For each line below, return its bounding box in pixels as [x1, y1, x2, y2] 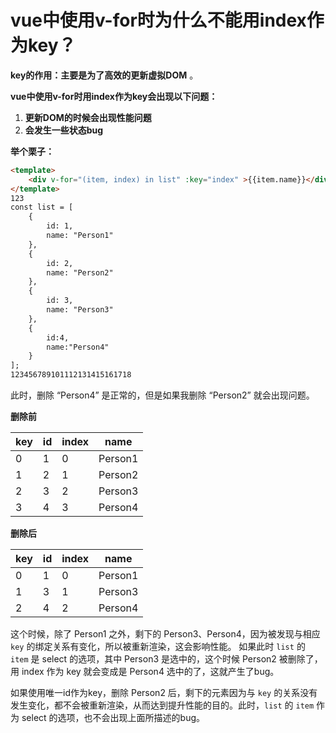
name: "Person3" [46, 305, 114, 315]
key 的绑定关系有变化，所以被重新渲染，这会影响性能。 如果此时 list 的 [10, 641, 306, 653]
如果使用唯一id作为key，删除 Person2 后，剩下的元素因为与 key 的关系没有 [10, 687, 318, 699]
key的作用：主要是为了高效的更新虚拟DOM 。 [10, 69, 199, 81]
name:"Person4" [46, 342, 110, 352]
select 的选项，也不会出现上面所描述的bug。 [21, 712, 205, 724]
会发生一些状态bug [24, 124, 104, 136]
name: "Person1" [46, 231, 114, 241]
